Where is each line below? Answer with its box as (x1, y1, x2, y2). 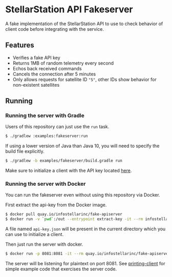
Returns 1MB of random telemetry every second (12, 60, 114, 66)
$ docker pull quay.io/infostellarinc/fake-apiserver (5, 212, 123, 217)
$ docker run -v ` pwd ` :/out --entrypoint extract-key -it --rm (5, 216, 143, 222)
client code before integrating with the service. (5, 26, 104, 32)
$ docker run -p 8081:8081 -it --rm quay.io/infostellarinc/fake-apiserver (5, 251, 170, 256)
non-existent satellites (12, 82, 60, 88)
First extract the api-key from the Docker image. (5, 202, 107, 208)
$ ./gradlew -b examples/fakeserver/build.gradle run (5, 158, 123, 164)
